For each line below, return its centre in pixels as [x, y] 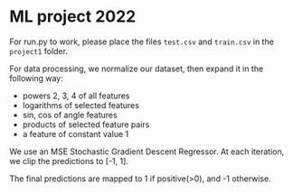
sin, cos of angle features [70, 115]
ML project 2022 [73, 17]
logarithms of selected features [81, 105]
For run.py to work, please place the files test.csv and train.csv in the [142, 41]
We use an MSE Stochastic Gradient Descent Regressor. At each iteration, [147, 152]
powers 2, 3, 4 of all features [76, 96]
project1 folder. [38, 51]
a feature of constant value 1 [76, 133]
